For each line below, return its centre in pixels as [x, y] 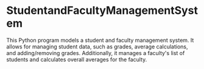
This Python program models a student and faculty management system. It [100, 40]
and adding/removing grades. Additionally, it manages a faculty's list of [96, 53]
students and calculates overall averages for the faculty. [77, 59]
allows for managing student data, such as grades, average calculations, [97, 47]
